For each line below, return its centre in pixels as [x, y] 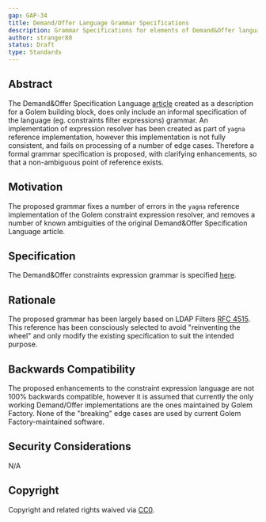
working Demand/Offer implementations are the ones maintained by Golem [131, 405]
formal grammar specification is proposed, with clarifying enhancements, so [133, 153]
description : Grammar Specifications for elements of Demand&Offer [122, 30]
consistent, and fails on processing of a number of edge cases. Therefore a [131, 145]
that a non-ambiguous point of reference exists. [86, 162]
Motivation [36, 187]
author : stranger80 [40, 38]
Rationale [32, 300]
